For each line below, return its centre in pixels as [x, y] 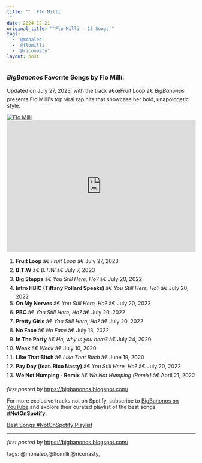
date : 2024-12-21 [28, 23]
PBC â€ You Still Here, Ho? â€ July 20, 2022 [70, 312]
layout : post [23, 56]
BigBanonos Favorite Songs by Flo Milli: [66, 77]
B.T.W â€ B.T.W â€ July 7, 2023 [55, 270]
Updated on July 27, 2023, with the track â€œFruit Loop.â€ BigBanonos [96, 90]
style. [13, 105]
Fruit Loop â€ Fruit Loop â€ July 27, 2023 [67, 261]
